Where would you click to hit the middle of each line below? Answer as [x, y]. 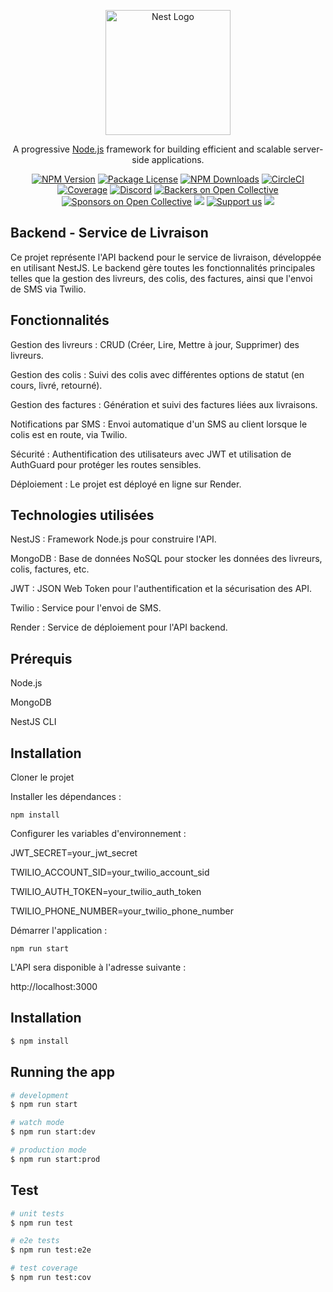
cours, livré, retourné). [56, 385]
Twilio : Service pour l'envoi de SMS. [86, 608]
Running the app [62, 1072]
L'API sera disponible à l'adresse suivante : [98, 967]
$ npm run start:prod [55, 1159]
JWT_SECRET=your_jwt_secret [74, 853]
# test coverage [44, 1268]
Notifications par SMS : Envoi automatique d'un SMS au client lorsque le [159, 424]
